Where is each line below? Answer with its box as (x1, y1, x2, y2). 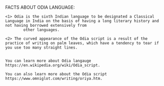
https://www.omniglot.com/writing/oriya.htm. (5, 76, 102, 81)
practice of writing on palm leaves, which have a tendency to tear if (5, 40, 159, 46)
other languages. (23, 27, 60, 32)
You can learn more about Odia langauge (5, 58, 92, 63)
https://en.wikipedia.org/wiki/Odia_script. (5, 63, 100, 68)
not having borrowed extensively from (5, 23, 87, 28)
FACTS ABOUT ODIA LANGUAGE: (5, 5, 75, 10)
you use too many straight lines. (5, 45, 78, 50)
